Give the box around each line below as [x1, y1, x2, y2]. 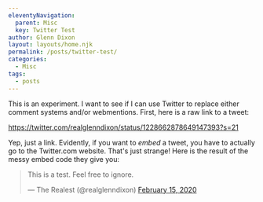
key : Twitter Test [15, 26, 76, 34]
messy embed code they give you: [8, 154, 120, 163]
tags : [8, 70, 26, 78]
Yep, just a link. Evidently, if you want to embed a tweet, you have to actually [8, 138, 255, 147]
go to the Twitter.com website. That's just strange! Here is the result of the [8, 146, 249, 156]
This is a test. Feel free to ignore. [27, 170, 134, 179]
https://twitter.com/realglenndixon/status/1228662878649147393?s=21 [8, 123, 239, 132]
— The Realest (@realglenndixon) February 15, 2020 [27, 185, 197, 194]
